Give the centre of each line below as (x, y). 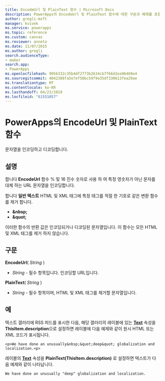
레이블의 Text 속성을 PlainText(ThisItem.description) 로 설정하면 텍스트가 (78, 358)
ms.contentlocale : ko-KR (30, 87)
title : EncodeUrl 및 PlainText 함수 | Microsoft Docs (60, 10)
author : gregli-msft (26, 19)
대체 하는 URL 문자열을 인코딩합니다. (40, 185)
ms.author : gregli (24, 51)
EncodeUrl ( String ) (25, 262)
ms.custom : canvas (24, 37)
